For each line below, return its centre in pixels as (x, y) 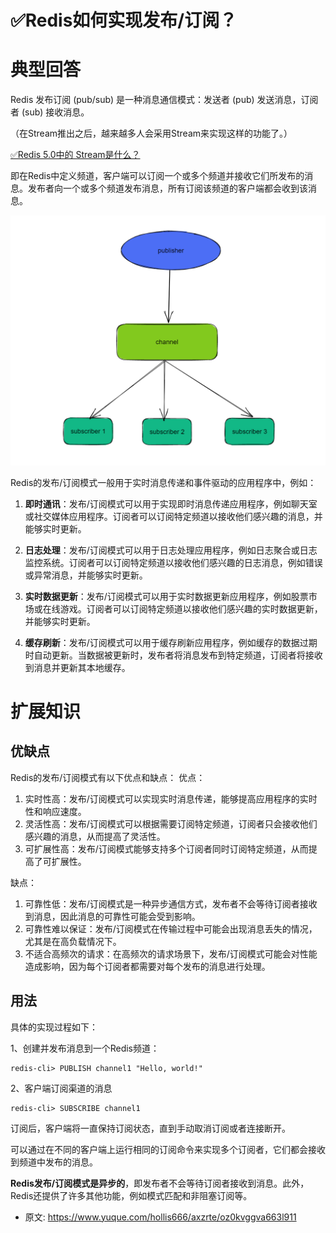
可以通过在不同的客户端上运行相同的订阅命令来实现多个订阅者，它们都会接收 (168, 1149)
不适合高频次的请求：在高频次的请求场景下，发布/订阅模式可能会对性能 (171, 953)
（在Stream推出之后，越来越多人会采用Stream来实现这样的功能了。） (151, 133)
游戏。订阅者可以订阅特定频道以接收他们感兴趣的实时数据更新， (191, 608)
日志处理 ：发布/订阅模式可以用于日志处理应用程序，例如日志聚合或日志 (171, 550)
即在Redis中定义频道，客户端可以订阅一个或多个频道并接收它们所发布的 (157, 176)
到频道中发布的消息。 (54, 1162)
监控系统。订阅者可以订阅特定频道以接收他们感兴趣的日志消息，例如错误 (173, 562)
